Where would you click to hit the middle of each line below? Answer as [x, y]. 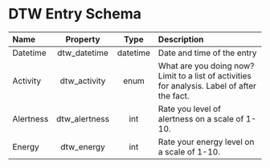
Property [83, 39]
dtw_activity [83, 81]
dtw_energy [83, 146]
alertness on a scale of [201, 118]
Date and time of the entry [207, 53]
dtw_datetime [83, 53]
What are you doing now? [206, 66]
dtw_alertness [83, 118]
